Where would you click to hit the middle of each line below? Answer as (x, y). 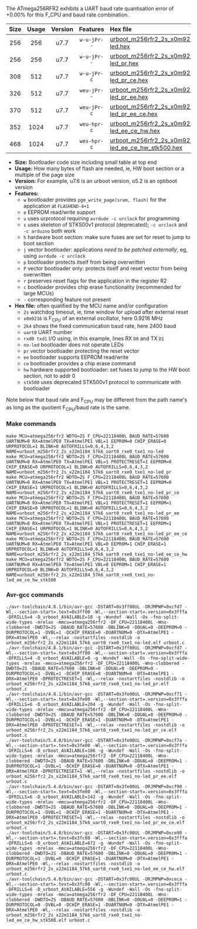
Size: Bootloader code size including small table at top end (86, 162)
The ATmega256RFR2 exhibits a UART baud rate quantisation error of (90, 9)
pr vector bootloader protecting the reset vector (81, 351)
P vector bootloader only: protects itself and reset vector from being (105, 268)
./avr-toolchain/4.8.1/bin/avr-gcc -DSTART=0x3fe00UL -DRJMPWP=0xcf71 (94, 694)
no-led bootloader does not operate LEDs (74, 344)
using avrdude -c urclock (55, 256)
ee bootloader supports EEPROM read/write (76, 357)
